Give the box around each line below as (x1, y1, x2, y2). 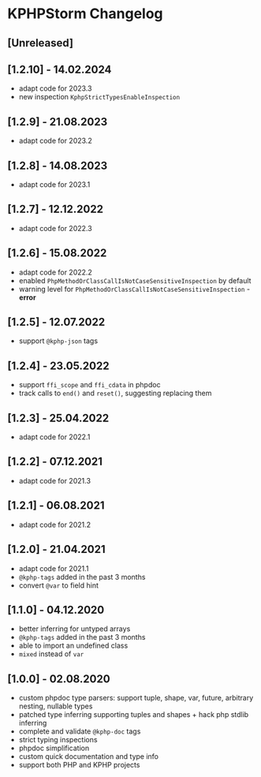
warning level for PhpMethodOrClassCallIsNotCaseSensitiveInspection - (18, 284, 250, 293)
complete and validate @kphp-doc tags (18, 727, 141, 736)
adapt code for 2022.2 (18, 267, 92, 277)
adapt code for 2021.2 (18, 520, 91, 529)
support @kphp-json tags (18, 336, 99, 346)
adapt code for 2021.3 (18, 476, 91, 485)
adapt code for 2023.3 (18, 84, 92, 93)
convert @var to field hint (18, 581, 99, 590)
